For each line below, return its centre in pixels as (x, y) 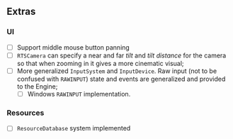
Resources (25, 113)
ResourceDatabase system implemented (74, 128)
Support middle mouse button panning (73, 47)
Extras (21, 12)
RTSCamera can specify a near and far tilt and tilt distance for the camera (121, 55)
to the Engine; (37, 86)
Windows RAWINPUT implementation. (79, 94)
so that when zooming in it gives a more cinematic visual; (101, 63)
